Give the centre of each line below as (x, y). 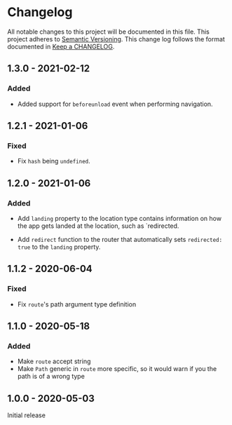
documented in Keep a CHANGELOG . (61, 46)
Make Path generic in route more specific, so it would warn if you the (117, 369)
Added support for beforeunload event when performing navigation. (115, 104)
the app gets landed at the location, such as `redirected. (98, 226)
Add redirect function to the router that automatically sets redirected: (120, 240)
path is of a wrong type (51, 377)
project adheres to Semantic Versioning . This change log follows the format (116, 39)
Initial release (26, 415)
